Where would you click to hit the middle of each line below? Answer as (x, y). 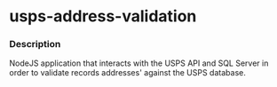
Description (35, 44)
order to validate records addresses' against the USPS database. (127, 73)
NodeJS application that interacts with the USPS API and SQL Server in (139, 63)
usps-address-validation (103, 16)
